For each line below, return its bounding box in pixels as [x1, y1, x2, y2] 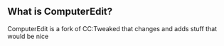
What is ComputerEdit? [7, 6, 113, 18]
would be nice [7, 32, 49, 40]
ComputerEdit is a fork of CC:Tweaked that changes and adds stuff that [7, 24, 218, 33]
